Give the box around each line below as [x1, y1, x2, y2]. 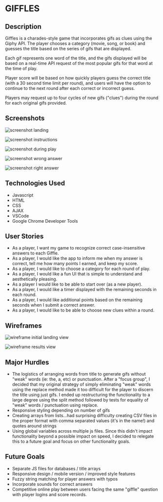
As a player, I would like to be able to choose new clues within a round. [12, 307, 155, 313]
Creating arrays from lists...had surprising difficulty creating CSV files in [12, 413, 157, 418]
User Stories [5, 232, 44, 241]
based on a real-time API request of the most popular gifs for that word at [5, 61, 153, 66]
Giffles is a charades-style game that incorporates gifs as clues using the [5, 35, 152, 41]
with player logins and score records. [12, 491, 87, 497]
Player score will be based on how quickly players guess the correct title [5, 75, 151, 81]
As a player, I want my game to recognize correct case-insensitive [12, 245, 145, 251]
